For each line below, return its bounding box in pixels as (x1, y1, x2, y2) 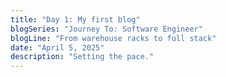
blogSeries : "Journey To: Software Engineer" (10, 24, 203, 34)
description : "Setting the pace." (10, 52, 155, 62)
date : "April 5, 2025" (10, 42, 105, 53)
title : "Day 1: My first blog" (10, 14, 141, 25)
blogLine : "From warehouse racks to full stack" (10, 33, 217, 43)
